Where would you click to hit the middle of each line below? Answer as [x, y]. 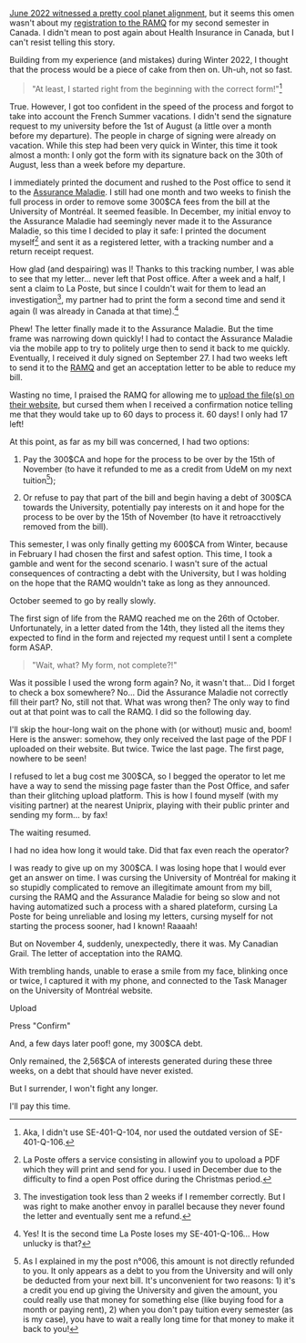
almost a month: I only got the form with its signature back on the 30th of [147, 155]
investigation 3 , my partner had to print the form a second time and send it [148, 299]
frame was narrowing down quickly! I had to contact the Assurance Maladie [151, 338]
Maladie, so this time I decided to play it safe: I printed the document [138, 231]
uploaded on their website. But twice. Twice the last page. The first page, [147, 749]
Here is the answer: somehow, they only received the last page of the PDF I [150, 739]
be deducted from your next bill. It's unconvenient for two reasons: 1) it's [159, 1281]
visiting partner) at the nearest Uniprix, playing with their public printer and [149, 805]
